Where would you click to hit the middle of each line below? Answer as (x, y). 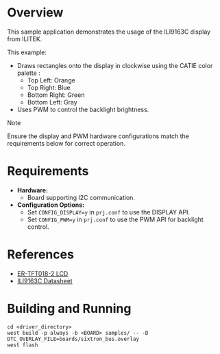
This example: (27, 52)
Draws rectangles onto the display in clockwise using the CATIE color (115, 65)
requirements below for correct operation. (66, 143)
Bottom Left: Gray (52, 102)
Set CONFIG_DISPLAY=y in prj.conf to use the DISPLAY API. (109, 212)
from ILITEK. (25, 38)
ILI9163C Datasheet (45, 280)
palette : (29, 73)
